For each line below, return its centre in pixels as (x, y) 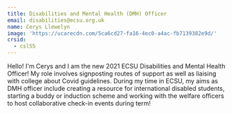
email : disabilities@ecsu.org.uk (56, 20)
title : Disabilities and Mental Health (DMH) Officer (87, 14)
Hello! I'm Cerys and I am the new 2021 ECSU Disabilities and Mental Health (116, 66)
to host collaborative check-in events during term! (79, 103)
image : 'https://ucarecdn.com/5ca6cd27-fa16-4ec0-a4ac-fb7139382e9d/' (112, 33)
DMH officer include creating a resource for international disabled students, (116, 88)
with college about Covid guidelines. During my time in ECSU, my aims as (113, 81)
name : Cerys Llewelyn (39, 27)
